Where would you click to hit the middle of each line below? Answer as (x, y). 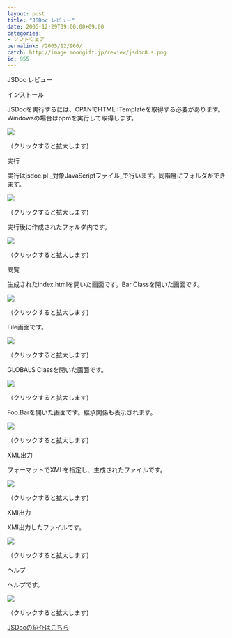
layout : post (26, 14)
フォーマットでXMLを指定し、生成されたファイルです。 (87, 469)
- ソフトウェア (26, 40)
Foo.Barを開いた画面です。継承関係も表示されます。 (82, 412)
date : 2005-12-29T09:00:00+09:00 (56, 26)
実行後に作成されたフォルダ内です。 (59, 226)
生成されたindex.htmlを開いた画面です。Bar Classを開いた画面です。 (105, 284)
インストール (25, 94)
